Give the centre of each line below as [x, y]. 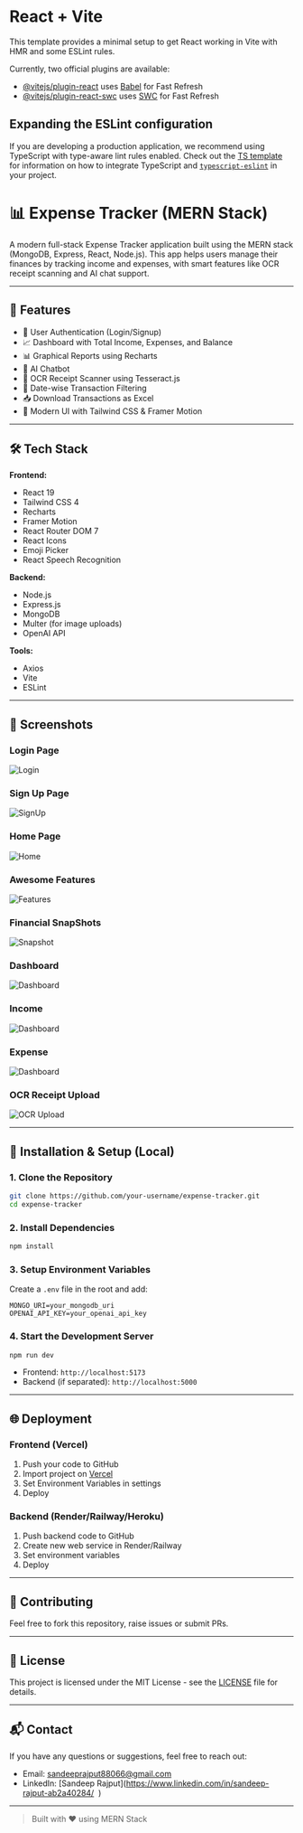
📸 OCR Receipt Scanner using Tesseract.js [101, 378]
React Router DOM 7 [60, 531]
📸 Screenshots [51, 724]
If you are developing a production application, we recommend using [137, 146]
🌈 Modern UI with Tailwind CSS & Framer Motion [112, 411]
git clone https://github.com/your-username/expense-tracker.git [134, 1196]
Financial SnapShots [55, 922]
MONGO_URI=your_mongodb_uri [62, 1306]
